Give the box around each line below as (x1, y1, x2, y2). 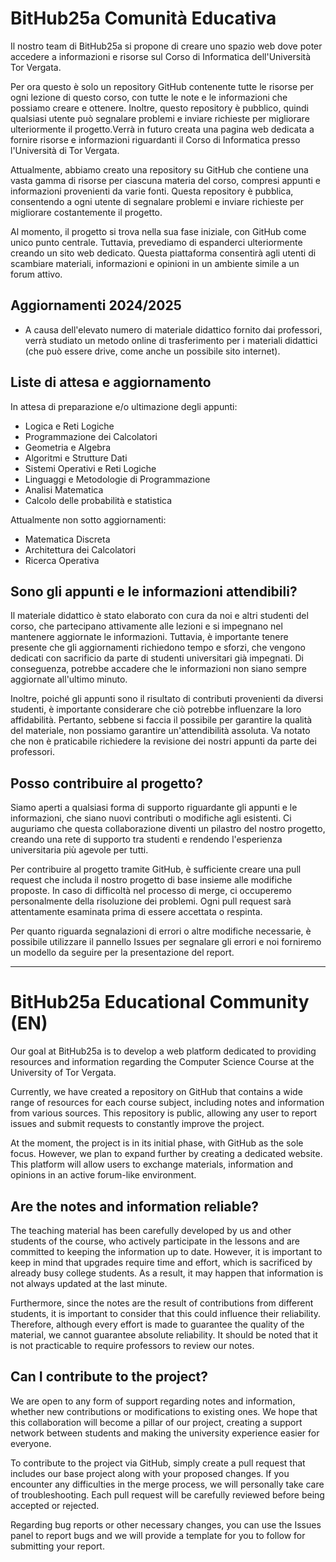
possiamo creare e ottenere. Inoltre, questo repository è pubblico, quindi (10, 102, 309, 114)
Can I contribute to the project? (10, 1368, 209, 1386)
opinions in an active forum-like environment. (10, 1169, 197, 1181)
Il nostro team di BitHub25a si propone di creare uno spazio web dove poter (10, 40, 323, 52)
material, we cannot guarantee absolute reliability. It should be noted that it (10, 1328, 318, 1341)
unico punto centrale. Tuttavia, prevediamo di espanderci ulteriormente (10, 236, 303, 248)
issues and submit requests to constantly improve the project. (10, 1118, 265, 1130)
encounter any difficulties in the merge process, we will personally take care (10, 1478, 325, 1490)
